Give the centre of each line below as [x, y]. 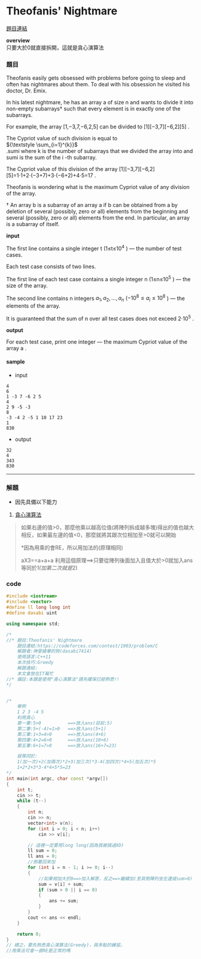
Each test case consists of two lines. [51, 266]
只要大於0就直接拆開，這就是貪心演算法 [55, 47]
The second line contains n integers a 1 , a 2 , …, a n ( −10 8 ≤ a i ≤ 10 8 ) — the [96, 298]
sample [16, 362]
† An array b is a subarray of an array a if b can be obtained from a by [92, 205]
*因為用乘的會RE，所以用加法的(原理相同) [72, 548]
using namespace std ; [33, 624]
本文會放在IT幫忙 [35, 674]
